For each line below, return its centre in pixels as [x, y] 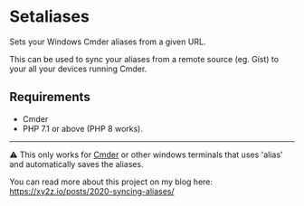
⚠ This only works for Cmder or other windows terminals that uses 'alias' [146, 154]
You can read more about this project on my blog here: [111, 182]
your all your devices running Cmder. [78, 69]
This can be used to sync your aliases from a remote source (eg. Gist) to [144, 59]
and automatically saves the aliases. [76, 164]
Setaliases [50, 17]
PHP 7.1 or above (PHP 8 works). [82, 128]
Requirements [50, 97]
